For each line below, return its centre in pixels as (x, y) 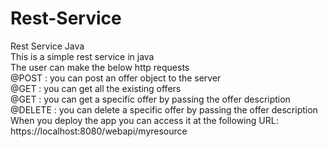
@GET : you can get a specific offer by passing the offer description (150, 99)
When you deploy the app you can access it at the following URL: (144, 120)
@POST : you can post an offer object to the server (116, 78)
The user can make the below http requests (100, 67)
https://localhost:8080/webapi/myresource (99, 131)
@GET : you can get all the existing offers (96, 88)
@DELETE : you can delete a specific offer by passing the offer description (164, 109)
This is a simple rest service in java (82, 56)
